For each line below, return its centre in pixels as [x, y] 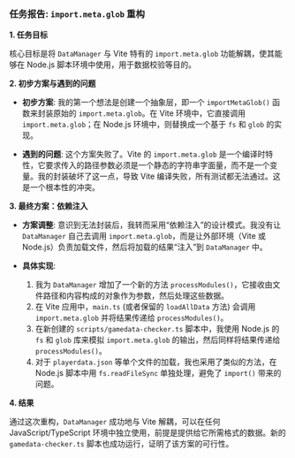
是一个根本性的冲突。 [61, 187]
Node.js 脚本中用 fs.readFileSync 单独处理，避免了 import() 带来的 [158, 373]
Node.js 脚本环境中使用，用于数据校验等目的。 [111, 65]
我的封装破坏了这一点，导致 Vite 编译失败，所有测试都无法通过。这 [159, 176]
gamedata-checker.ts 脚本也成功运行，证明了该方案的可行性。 [121, 444]
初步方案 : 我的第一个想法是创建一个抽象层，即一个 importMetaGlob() [146, 103]
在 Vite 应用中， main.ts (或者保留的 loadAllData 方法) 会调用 [145, 307]
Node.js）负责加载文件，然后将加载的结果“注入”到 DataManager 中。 [144, 247]
